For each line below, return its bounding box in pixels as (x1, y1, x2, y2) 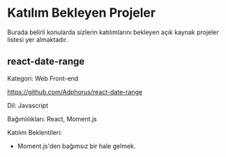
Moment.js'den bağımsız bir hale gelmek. (17, 142, 136, 150)
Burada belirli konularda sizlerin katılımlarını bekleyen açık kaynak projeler (7, 28, 219, 36)
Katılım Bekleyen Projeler (7, 5, 156, 21)
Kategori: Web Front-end (7, 74, 79, 82)
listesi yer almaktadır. (7, 35, 68, 43)
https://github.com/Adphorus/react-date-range (7, 87, 143, 96)
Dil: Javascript (7, 101, 49, 110)
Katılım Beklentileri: (7, 128, 63, 137)
